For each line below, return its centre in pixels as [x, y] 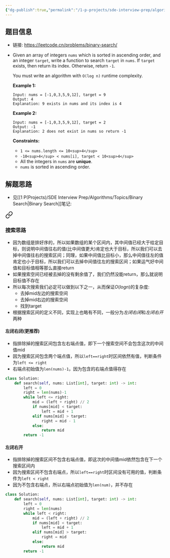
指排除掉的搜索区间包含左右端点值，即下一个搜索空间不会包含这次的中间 [88, 343]
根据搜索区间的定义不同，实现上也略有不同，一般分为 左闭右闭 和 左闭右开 [88, 312]
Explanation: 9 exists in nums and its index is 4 [67, 104]
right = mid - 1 [58, 421]
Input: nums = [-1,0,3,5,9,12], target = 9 [59, 95]
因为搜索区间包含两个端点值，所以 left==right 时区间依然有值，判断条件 [87, 356]
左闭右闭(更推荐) [23, 331]
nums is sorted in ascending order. [55, 167]
